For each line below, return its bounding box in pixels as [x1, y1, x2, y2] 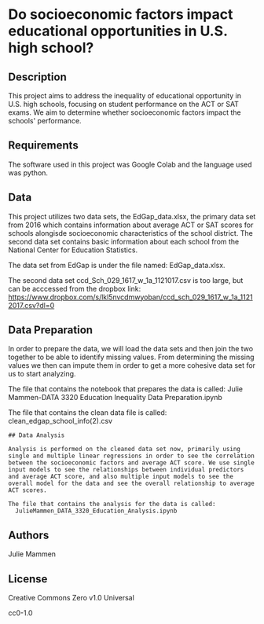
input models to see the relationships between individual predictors [8, 466, 244, 474]
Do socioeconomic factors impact [8, 6, 233, 24]
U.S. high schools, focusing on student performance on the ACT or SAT [8, 100, 240, 108]
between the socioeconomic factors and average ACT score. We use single [8, 459, 255, 467]
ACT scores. [8, 486, 47, 494]
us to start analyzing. [8, 369, 76, 379]
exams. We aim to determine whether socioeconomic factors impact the [8, 108, 241, 117]
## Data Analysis [8, 431, 65, 439]
